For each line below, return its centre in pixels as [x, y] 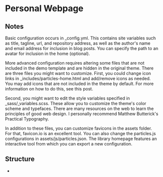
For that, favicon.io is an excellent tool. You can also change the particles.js [81, 133]
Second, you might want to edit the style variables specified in [67, 98]
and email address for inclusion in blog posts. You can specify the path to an [82, 48]
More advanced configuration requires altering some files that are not [75, 63]
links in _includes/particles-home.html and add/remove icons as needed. [78, 79]
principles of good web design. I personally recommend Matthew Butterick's [82, 114]
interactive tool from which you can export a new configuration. [69, 144]
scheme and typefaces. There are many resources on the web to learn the [80, 108]
